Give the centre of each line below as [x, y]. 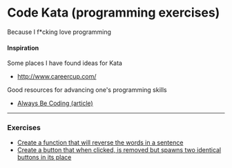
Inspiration [23, 48]
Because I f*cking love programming [59, 32]
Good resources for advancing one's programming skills [87, 90]
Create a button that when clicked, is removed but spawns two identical [119, 150]
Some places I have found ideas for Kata [65, 63]
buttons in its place [44, 158]
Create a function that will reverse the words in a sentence [100, 142]
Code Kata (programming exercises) [114, 13]
